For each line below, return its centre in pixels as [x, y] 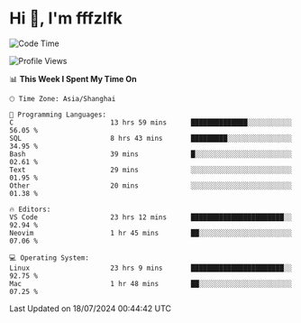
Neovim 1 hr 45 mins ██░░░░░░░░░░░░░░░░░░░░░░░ [151, 233]
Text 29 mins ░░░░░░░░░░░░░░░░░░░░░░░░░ [151, 170]
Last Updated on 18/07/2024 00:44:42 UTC [91, 308]
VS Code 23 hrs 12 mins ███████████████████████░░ [151, 217]
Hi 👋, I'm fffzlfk [66, 18]
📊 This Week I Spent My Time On [73, 78]
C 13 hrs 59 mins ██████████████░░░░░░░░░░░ [151, 122]
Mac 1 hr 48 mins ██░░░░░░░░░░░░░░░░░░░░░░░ [151, 283]
